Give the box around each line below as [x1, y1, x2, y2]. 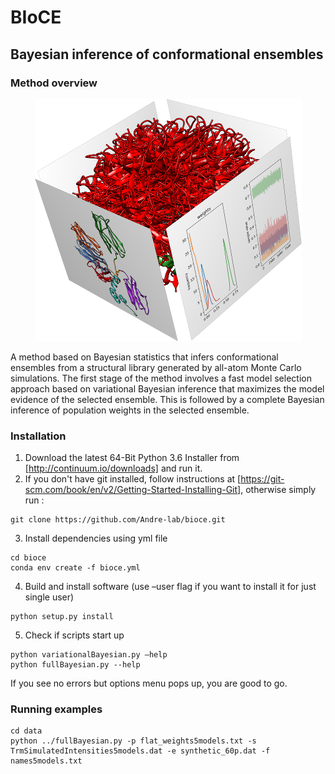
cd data [10, 726, 43, 736]
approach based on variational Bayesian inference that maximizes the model [10, 382, 325, 395]
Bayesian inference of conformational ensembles [10, 46, 324, 63]
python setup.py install [10, 612, 114, 622]
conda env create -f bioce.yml [10, 563, 141, 573]
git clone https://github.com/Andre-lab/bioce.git [10, 515, 226, 525]
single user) [24, 591, 75, 603]
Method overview [10, 76, 98, 90]
